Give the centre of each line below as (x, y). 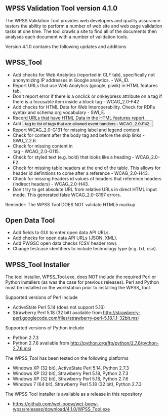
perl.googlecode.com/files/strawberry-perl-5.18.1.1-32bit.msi (76, 318)
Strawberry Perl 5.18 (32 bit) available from (57, 313)
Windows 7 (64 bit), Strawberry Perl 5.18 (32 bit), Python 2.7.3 (77, 384)
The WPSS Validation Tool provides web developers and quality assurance (83, 20)
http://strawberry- (122, 313)
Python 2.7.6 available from (41, 343)
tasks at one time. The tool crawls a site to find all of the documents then (81, 31)
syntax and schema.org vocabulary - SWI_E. (59, 112)
